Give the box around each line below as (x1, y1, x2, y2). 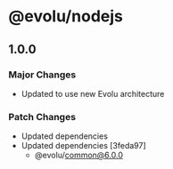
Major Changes (8, 68, 77, 81)
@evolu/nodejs (8, 6, 124, 27)
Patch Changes (8, 110, 77, 123)
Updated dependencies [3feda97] (21, 141, 146, 151)
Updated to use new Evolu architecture (21, 88, 165, 99)
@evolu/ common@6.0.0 (34, 149, 124, 161)
